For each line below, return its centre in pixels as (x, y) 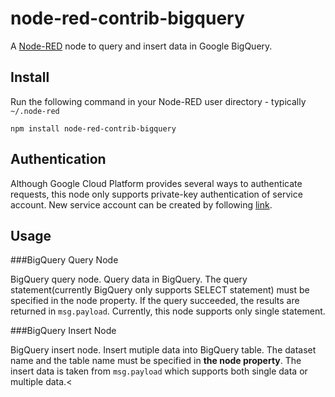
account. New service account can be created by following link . (141, 204)
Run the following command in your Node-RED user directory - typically (158, 101)
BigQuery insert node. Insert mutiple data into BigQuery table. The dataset (163, 350)
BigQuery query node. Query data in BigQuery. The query (129, 279)
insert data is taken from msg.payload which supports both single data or (159, 371)
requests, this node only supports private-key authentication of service (156, 194)
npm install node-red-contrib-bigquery (93, 128)
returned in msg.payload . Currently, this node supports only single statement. (168, 311)
